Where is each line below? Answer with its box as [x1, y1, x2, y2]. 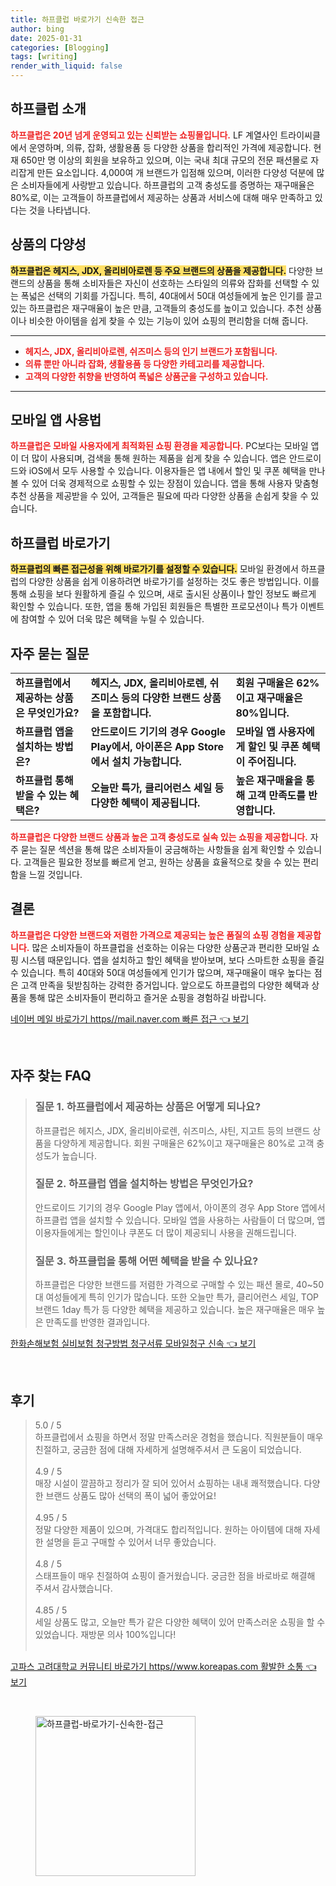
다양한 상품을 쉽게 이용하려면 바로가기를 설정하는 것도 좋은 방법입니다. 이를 [28, 576, 320, 588]
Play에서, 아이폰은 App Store [90, 740, 225, 754]
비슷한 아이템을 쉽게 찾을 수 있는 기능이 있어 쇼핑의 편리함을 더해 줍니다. [28, 314, 309, 326]
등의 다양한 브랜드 [120, 691, 201, 705]
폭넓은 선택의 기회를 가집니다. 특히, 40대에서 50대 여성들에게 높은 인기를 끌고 [20, 289, 323, 301]
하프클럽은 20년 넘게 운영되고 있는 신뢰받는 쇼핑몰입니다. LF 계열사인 [10, 129, 278, 141]
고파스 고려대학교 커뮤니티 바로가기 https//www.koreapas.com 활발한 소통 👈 [10, 1660, 317, 1672]
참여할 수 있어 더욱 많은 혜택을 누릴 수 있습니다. [20, 613, 205, 625]
